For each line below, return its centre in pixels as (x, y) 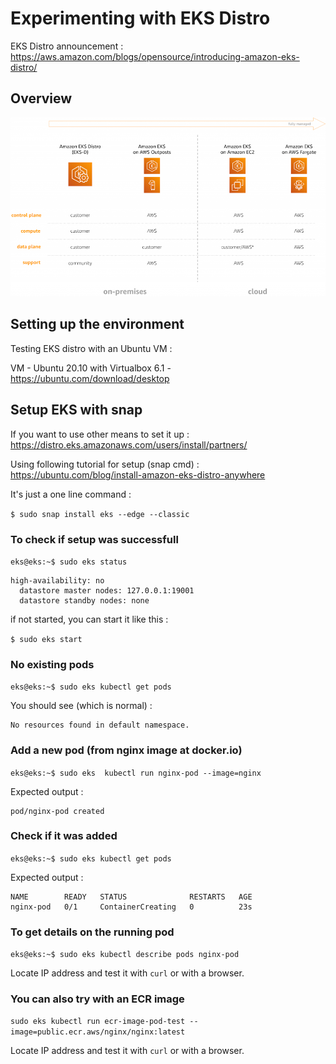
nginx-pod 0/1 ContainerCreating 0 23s (131, 907)
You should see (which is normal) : (81, 706)
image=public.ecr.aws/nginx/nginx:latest (98, 1032)
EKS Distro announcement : (67, 46)
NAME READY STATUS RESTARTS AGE (131, 897)
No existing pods (52, 664)
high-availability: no (57, 580)
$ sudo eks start (46, 639)
